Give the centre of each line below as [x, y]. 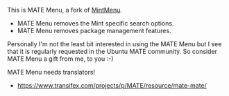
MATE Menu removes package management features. [94, 31]
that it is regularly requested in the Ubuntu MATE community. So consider [112, 51]
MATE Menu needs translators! [51, 72]
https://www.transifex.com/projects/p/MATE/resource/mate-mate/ [112, 85]
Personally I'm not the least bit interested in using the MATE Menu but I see [114, 44]
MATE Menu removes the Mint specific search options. [95, 23]
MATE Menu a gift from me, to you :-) [60, 59]
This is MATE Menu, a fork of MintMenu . [65, 10]
